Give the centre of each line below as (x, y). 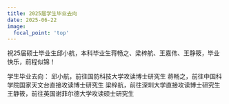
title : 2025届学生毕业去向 (42, 13)
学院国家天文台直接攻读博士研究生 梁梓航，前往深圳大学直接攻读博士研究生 (114, 85)
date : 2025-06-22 (32, 20)
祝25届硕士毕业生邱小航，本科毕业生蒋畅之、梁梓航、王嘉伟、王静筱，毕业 (113, 53)
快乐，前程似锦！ (31, 62)
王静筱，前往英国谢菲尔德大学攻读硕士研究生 (71, 94)
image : (17, 26)
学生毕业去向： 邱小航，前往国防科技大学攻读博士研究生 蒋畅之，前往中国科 (114, 76)
